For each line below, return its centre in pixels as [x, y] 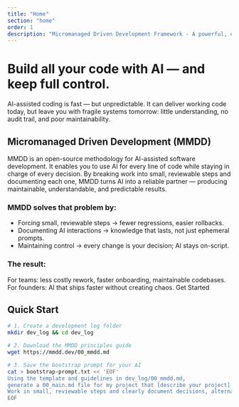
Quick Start [33, 310]
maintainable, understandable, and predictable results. [87, 189]
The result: [27, 264]
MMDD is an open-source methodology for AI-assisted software [101, 159]
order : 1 [20, 27]
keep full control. [59, 84]
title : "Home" [28, 14]
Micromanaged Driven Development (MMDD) [109, 141]
